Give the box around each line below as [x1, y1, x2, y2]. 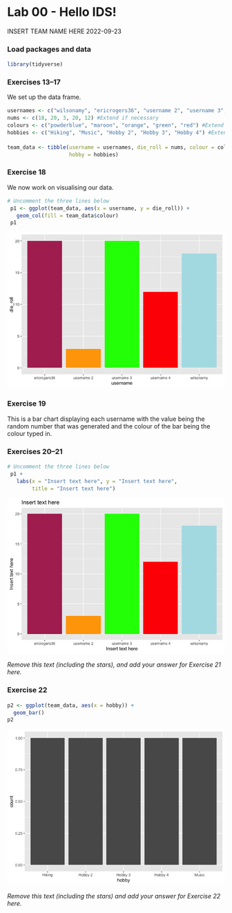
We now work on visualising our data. [7, 183, 114, 191]
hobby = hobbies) [68, 151, 119, 158]
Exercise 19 [7, 399, 46, 408]
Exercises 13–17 [7, 78, 61, 87]
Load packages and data [7, 44, 92, 54]
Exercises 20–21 [7, 446, 63, 456]
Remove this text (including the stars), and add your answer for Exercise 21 [7, 660, 221, 669]
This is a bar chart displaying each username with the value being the [7, 415, 205, 423]
